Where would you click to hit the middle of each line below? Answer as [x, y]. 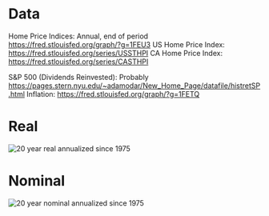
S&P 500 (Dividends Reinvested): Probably [79, 77]
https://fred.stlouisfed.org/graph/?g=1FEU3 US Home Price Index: [117, 44]
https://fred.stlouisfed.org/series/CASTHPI [78, 62]
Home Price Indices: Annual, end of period [78, 36]
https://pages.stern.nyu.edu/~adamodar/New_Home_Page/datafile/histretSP [134, 86]
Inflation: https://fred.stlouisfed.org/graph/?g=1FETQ [113, 94]
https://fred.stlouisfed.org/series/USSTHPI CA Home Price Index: [115, 53]
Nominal [37, 181]
